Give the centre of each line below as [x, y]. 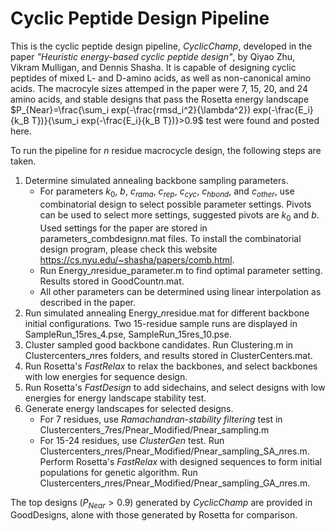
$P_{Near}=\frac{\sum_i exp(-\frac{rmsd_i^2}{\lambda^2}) [131, 109]
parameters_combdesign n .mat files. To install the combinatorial [170, 238]
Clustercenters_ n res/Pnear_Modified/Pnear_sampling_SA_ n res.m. [174, 451]
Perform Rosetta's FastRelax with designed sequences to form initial [180, 461]
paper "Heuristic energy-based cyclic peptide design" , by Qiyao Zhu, [153, 56]
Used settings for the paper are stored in [123, 228]
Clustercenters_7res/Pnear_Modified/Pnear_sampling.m [154, 429]
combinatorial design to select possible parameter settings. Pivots [175, 204]
